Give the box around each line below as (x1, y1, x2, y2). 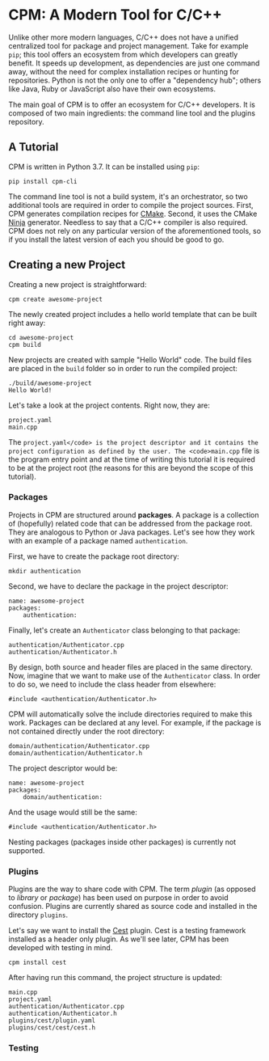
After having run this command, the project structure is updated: (8, 973, 222, 983)
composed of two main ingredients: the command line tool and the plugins (8, 108, 256, 118)
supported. (8, 845, 45, 855)
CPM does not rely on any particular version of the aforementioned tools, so (8, 226, 261, 235)
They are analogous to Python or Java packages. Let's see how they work (8, 527, 255, 537)
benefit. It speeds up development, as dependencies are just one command (8, 58, 260, 68)
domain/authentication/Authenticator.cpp (8, 742, 150, 750)
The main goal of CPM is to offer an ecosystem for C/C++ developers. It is (8, 99, 256, 109)
